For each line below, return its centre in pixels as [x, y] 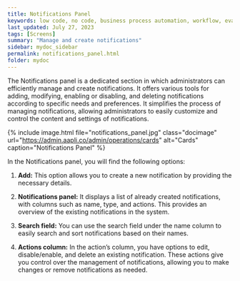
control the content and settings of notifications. [78, 118]
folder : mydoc [29, 61]
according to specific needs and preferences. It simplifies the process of [114, 103]
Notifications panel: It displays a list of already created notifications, [119, 196]
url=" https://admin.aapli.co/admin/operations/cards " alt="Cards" [103, 140]
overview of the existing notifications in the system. [94, 212]
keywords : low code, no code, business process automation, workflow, [115, 21]
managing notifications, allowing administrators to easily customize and [112, 111]
